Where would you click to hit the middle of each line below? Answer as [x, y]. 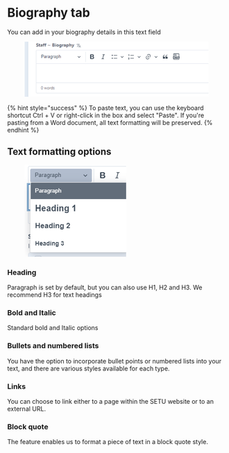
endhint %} [23, 130]
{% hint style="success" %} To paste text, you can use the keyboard [105, 108]
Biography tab [49, 13]
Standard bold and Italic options [53, 328]
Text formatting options [59, 152]
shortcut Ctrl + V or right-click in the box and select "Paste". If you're [106, 115]
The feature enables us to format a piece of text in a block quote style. [108, 442]
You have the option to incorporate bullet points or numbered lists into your [114, 361]
